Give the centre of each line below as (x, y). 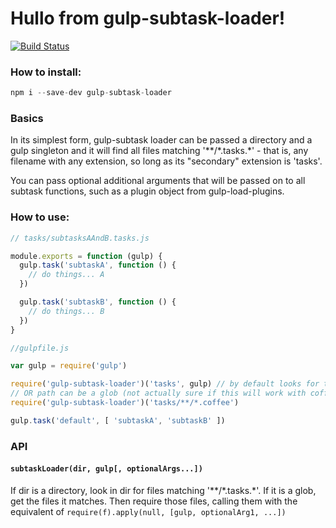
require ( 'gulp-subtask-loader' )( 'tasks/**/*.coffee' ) (125, 403)
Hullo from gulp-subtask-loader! (148, 18)
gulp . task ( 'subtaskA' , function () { (98, 265)
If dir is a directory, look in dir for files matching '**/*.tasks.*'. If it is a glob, (163, 490)
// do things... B (66, 311)
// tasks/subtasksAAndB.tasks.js (80, 238)
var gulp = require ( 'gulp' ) (69, 366)
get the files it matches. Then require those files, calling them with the (154, 501)
